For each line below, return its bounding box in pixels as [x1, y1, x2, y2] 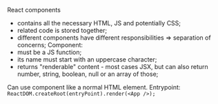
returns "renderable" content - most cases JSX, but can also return [17, 63, 208, 70]
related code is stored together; [17, 27, 108, 34]
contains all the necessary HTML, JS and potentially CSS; [17, 19, 181, 27]
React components [7, 6, 61, 14]
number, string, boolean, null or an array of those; [17, 70, 159, 78]
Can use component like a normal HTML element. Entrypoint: [7, 83, 181, 91]
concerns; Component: [17, 41, 83, 49]
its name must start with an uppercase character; [17, 55, 157, 64]
